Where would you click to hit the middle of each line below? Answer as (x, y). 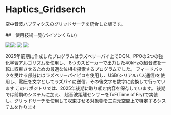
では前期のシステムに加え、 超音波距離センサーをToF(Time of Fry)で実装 (82, 94)
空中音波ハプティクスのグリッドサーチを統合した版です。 (65, 24)
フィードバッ (150, 69)
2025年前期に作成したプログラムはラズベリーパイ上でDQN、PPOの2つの (82, 56)
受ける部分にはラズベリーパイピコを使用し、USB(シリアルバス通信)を (87, 75)
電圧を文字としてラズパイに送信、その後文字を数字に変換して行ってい (92, 81)
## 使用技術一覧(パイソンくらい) (41, 35)
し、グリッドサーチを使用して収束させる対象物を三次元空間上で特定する (81, 101)
